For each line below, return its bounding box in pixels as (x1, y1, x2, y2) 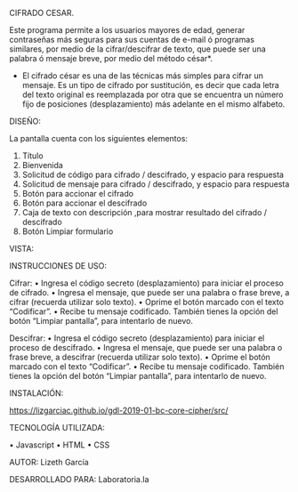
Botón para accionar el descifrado (21, 198, 148, 208)
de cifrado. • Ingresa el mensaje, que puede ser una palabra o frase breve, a (9, 287, 290, 297)
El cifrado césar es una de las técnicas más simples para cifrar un (21, 70, 264, 81)
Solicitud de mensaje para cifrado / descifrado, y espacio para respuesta (21, 179, 290, 190)
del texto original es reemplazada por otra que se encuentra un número (21, 89, 284, 100)
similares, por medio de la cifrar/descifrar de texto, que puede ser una (9, 44, 267, 54)
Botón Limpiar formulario (21, 226, 114, 237)
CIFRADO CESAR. (9, 8, 74, 18)
